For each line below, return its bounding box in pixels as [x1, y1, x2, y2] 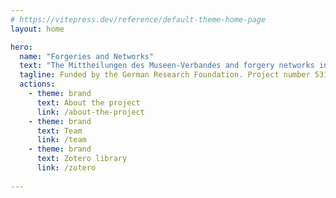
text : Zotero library [36, 154, 128, 164]
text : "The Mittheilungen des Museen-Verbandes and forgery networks [19, 61, 315, 71]
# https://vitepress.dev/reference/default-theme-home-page [10, 14, 267, 25]
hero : [10, 42, 33, 52]
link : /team [36, 135, 87, 145]
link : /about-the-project [36, 107, 145, 117]
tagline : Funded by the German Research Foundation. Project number [19, 70, 311, 80]
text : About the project [36, 97, 141, 108]
